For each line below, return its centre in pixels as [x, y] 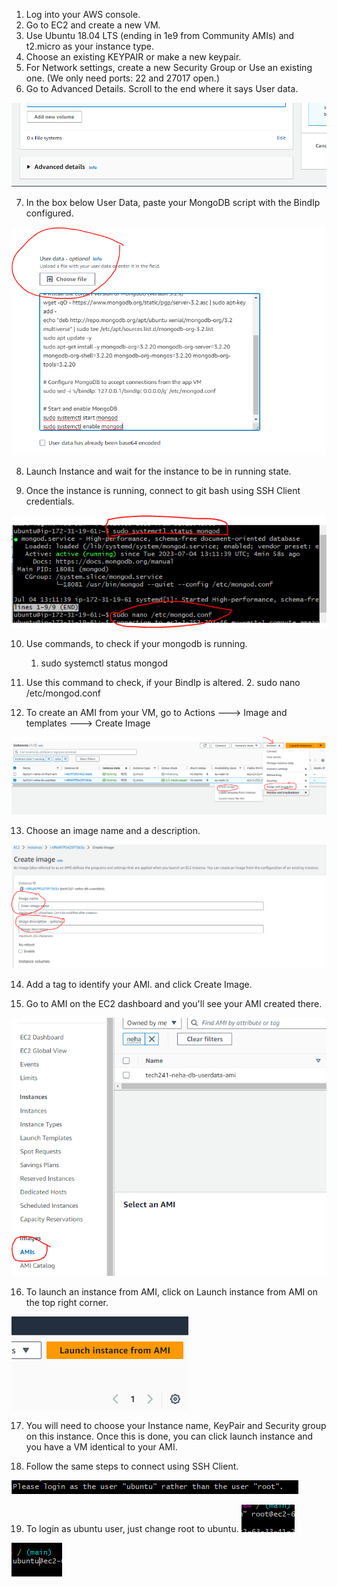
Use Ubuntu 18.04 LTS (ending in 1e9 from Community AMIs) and [160, 35]
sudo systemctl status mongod [104, 663]
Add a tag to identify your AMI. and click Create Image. [139, 985]
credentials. [50, 501]
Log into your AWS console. [83, 14]
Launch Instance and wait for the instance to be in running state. [158, 471]
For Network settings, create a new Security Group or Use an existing [169, 67]
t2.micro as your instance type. [90, 46]
